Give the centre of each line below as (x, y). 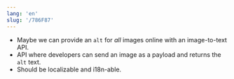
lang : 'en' (22, 14)
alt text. (29, 62)
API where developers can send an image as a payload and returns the (119, 54)
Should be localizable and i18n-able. (69, 69)
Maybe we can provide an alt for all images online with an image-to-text (122, 39)
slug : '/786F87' (30, 20)
